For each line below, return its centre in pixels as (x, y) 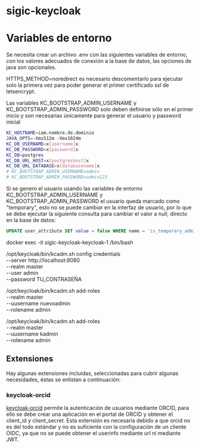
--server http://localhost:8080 (43, 260)
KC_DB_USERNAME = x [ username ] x (42, 144)
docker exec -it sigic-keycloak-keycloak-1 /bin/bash (70, 242)
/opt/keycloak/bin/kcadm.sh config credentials (63, 253)
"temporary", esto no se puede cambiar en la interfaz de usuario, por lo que (99, 207)
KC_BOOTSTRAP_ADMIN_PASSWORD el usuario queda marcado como (93, 201)
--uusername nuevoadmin (38, 303)
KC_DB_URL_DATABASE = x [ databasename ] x (53, 166)
